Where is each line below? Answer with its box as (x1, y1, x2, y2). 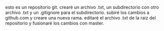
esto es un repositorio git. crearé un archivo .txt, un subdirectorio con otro (5, 4, 159, 10)
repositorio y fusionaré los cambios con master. (5, 20, 104, 26)
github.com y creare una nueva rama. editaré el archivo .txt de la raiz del (5, 15, 156, 20)
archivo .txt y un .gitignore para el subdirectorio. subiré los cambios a (5, 9, 150, 15)
